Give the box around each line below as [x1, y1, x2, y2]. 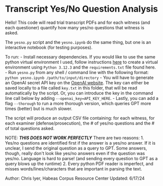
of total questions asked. [5, 125, 54, 131]
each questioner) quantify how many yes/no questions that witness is [5, 24, 145, 30]
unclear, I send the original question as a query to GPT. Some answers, [5, 145, 147, 151]
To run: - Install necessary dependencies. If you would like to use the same [5, 54, 156, 59]
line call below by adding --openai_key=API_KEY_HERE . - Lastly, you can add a [5, 95, 159, 101]
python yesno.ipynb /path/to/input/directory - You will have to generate [5, 74, 154, 80]
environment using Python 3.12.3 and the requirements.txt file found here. [5, 64, 156, 70]
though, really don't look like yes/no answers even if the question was [5, 150, 145, 156]
